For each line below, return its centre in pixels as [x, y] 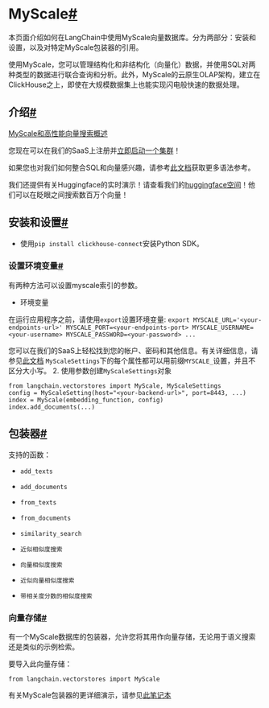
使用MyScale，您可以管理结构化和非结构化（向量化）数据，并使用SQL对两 [132, 64]
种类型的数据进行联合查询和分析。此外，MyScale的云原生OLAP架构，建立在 [134, 74]
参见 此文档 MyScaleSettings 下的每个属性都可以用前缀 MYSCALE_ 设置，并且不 [132, 360]
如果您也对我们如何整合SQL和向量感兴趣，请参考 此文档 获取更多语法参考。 [132, 167]
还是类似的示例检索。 [43, 646]
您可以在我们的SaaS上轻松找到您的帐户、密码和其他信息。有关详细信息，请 [133, 350]
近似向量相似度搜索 [47, 580]
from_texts [38, 502]
